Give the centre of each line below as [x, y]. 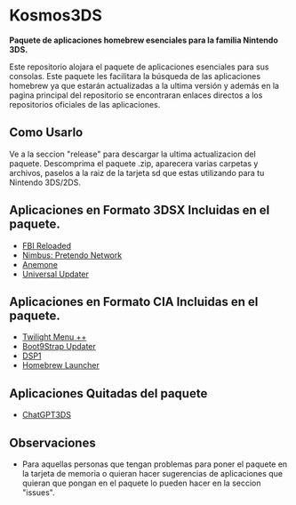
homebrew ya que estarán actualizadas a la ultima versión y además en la [144, 85]
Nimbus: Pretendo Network [72, 255]
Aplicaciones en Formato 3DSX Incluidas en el [140, 210]
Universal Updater [55, 274]
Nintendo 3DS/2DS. [45, 182]
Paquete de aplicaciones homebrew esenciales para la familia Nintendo [144, 40]
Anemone [40, 264]
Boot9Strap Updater [59, 347]
